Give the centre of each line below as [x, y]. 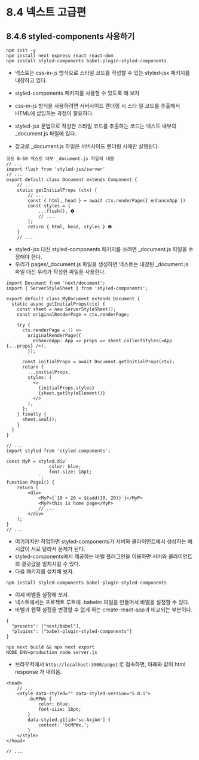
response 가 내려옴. [38, 672]
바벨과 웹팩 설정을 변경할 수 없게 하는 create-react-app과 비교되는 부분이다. [104, 610]
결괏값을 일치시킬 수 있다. [51, 564]
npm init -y [21, 50]
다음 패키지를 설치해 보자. [45, 571]
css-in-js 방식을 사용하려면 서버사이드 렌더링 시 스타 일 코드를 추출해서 [97, 106]
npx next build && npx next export [50, 647]
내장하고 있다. [31, 80]
